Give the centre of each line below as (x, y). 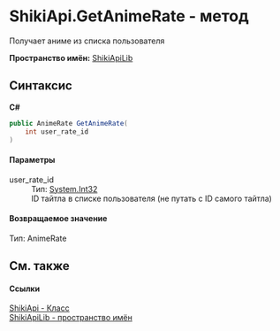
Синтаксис (41, 86)
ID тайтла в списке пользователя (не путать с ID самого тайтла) (151, 198)
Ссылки (25, 289)
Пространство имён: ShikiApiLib (71, 58)
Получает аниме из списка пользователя (87, 41)
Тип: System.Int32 (64, 189)
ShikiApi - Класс (39, 308)
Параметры (32, 159)
